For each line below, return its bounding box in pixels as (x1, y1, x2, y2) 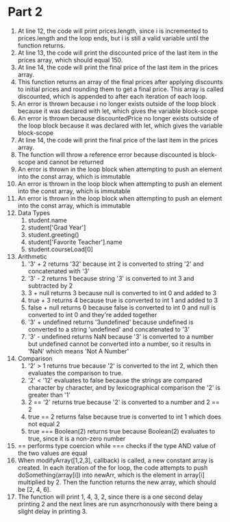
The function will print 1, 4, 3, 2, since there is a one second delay (17, 493, 203, 501)
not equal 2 (27, 419, 60, 428)
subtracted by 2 (27, 282, 73, 290)
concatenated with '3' (27, 266, 90, 275)
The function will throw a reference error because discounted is (17, 150, 198, 158)
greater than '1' (27, 390, 71, 399)
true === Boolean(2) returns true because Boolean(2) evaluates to (27, 427, 216, 435)
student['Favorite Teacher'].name (27, 238, 123, 246)
